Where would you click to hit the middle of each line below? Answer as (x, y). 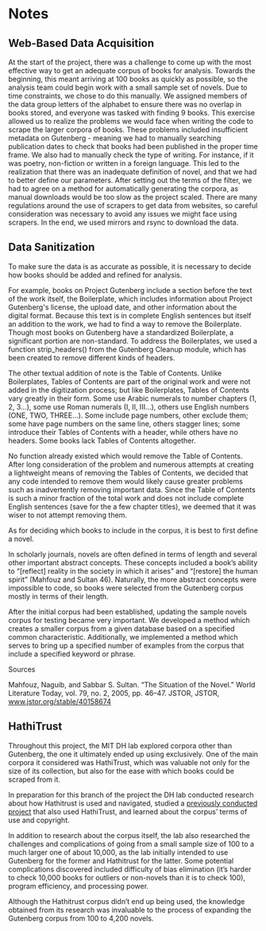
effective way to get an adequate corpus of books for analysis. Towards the (132, 71)
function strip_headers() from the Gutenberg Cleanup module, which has (127, 349)
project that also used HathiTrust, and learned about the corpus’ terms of (128, 811)
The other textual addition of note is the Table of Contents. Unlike (115, 373)
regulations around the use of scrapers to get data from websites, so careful (133, 206)
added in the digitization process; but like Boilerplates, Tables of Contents (129, 390)
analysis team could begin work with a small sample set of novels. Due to (128, 87)
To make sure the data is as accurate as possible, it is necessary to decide (130, 266)
